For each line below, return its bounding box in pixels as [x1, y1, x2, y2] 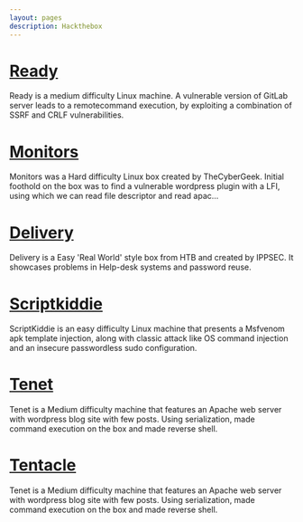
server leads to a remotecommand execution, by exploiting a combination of [9, 100, 293, 111]
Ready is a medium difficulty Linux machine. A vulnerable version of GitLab [9, 90, 289, 101]
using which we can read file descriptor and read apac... [9, 191, 219, 202]
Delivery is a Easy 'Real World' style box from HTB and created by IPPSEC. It [9, 252, 294, 263]
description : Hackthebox [9, 22, 103, 31]
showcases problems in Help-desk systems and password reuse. [9, 261, 252, 272]
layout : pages [9, 13, 63, 23]
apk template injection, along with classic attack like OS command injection [9, 333, 289, 344]
